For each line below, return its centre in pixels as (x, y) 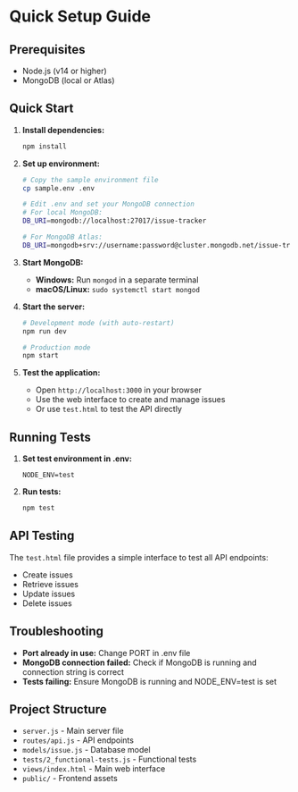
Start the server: (54, 307)
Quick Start (41, 109)
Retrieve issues (50, 584)
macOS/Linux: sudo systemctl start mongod (118, 289)
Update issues (49, 594)
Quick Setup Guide (80, 17)
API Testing (42, 536)
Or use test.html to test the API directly (109, 409)
